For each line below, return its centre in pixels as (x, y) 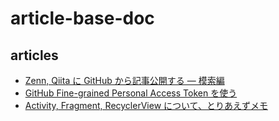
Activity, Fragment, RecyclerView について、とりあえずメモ (146, 105)
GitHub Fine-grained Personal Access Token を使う (131, 93)
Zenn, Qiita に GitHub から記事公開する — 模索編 (124, 80)
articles (34, 55)
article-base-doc (82, 18)
